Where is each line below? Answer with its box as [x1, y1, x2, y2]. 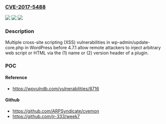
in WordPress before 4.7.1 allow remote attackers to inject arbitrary [24, 44, 161, 50]
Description [5, 28, 34, 35]
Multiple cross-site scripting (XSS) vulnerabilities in [5, 39, 111, 45]
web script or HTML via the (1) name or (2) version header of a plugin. [5, 50, 149, 56]
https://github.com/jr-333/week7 [12, 113, 80, 119]
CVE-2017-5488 [5, 3, 46, 10]
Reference [5, 75, 27, 81]
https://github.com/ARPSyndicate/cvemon [12, 108, 100, 114]
